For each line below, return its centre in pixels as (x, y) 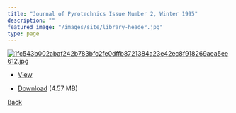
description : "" (31, 20)
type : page (23, 34)
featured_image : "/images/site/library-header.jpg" (85, 27)
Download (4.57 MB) (47, 88)
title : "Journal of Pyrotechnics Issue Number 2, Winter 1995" (103, 14)
